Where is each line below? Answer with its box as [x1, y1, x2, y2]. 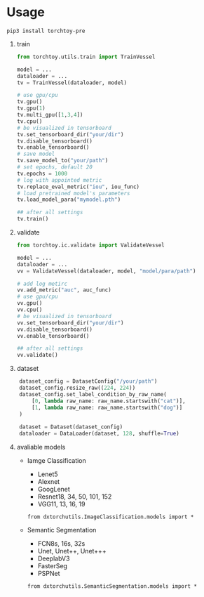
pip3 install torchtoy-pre [6, 27, 86, 34]
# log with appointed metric [16, 176, 102, 183]
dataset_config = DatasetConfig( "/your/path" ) [19, 378, 158, 385]
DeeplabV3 [37, 554, 70, 563]
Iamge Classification [27, 457, 87, 465]
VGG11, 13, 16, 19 [37, 500, 86, 509]
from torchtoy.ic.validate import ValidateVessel [16, 242, 165, 249]
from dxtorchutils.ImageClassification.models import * [27, 513, 194, 520]
